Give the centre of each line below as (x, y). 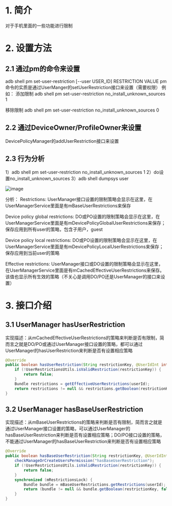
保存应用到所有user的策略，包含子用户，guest (54, 229)
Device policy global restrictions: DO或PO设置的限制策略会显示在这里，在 (83, 216)
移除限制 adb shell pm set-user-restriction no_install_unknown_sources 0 (82, 110)
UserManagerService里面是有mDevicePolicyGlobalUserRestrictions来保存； (85, 223)
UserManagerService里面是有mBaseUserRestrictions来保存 (68, 206)
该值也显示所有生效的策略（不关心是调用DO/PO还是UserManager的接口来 (83, 276)
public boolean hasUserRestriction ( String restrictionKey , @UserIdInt (82, 365)
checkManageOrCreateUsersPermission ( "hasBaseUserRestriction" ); (84, 461)
